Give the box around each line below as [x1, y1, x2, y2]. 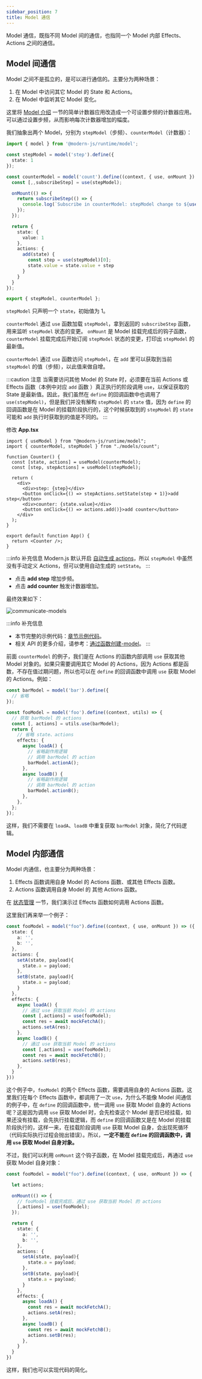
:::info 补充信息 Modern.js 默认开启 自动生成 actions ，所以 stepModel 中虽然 [6, 554, 193, 562]
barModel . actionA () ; [28, 760, 79, 766]
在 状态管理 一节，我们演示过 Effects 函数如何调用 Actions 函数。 [6, 898, 167, 906]
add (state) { [22, 251, 55, 257]
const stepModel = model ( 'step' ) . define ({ [6, 152, 114, 158]
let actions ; [11, 1182, 44, 1188]
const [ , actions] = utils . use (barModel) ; [11, 720, 120, 726]
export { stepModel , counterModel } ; [6, 296, 101, 302]
